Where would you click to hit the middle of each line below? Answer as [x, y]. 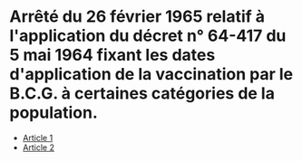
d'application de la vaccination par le [151, 75]
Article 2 [38, 147]
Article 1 [38, 137]
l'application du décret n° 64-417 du [148, 36]
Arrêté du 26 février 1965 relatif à [137, 17]
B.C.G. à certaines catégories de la [142, 94]
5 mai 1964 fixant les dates [112, 55]
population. [54, 113]
